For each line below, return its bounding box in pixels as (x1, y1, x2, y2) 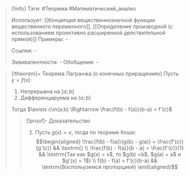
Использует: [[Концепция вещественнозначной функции (11, 17, 155, 23)
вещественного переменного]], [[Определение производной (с (11, 23, 173, 30)
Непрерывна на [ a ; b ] (20, 88, 74, 95)
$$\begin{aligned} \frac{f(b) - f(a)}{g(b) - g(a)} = (36, 138, 156, 145)
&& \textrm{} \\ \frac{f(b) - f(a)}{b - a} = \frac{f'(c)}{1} (52, 144, 184, 151)
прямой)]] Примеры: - (11, 36, 68, 42)
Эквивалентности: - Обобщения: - (11, 59, 99, 65)
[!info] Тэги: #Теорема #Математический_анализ (11, 5, 136, 12)
